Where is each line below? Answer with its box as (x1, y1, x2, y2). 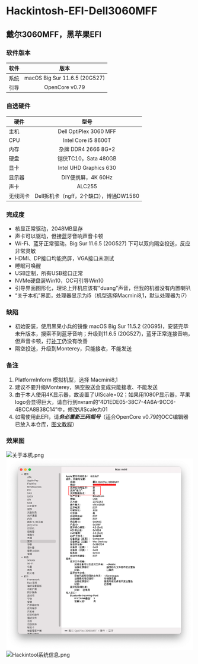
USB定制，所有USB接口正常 (14, 269, 83, 277)
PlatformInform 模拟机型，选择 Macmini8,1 (14, 376, 118, 383)
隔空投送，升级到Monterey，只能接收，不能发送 (14, 345, 132, 352)
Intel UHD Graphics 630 (58, 164, 117, 171)
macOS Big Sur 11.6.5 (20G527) (24, 74, 106, 81)
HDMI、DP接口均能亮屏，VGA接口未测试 (14, 254, 114, 262)
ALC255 (76, 183, 98, 190)
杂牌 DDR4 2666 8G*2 (59, 146, 116, 153)
